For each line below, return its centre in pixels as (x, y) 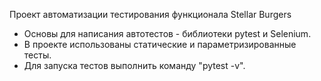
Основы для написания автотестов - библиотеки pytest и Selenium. (167, 33)
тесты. (37, 55)
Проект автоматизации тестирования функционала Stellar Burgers (150, 14)
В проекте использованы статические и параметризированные (160, 44)
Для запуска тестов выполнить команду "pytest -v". (134, 65)
